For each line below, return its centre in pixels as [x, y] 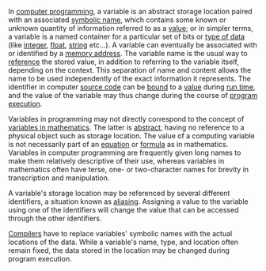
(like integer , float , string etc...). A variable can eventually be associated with [133, 45]
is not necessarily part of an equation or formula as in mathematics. [118, 144]
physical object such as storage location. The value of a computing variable [132, 136]
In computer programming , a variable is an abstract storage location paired [130, 11]
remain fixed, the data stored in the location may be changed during [119, 250]
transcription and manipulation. [59, 178]
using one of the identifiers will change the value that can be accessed [123, 210]
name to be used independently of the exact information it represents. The [129, 79]
